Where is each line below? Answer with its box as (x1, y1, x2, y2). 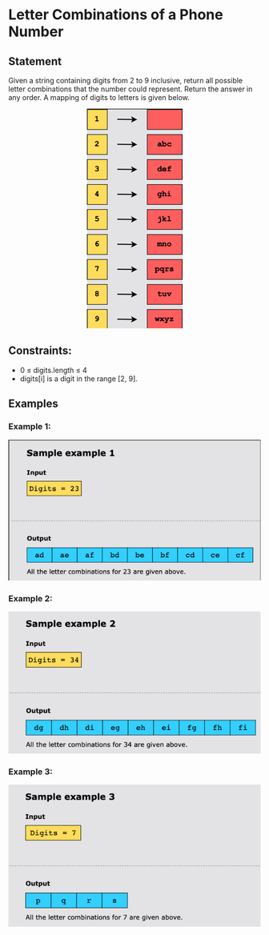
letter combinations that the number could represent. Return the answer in (8, 84, 253, 94)
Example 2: (8, 592, 53, 604)
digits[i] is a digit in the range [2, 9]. (19, 374, 139, 383)
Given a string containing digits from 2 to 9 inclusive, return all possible (8, 76, 243, 85)
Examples (8, 397, 58, 411)
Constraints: (8, 344, 72, 358)
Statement (8, 54, 62, 68)
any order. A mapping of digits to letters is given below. (8, 93, 191, 102)
